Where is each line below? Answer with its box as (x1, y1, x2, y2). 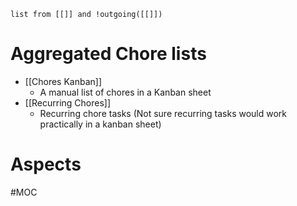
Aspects (10, 153, 82, 176)
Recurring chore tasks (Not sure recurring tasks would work (39, 107, 288, 119)
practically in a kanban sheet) (39, 118, 162, 130)
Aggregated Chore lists (10, 43, 207, 65)
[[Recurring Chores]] (24, 96, 112, 109)
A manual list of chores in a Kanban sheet (39, 86, 212, 98)
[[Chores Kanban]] (24, 75, 103, 87)
